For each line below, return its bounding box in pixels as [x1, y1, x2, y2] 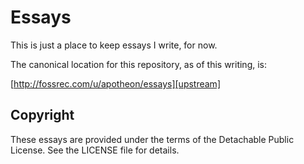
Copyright [10, 107, 75, 124]
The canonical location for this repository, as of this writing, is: [10, 58, 268, 70]
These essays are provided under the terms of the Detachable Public [10, 133, 295, 145]
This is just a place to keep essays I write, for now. [10, 39, 218, 51]
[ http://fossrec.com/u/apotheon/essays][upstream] [10, 77, 221, 90]
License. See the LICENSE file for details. [10, 144, 180, 156]
